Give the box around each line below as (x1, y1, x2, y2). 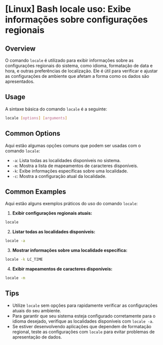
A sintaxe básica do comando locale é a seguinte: (5, 106, 107, 112)
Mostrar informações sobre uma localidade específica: (12, 247, 127, 253)
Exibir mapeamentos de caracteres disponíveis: (12, 266, 113, 272)
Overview (5, 44, 36, 53)
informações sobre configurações (5, 14, 148, 25)
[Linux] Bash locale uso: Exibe (5, 3, 131, 15)
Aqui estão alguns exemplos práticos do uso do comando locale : (5, 201, 138, 207)
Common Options (5, 129, 61, 138)
